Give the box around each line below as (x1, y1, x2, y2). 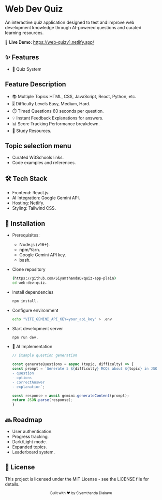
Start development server (12, 325, 63, 331)
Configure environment (12, 307, 59, 313)
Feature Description (5, 80, 66, 88)
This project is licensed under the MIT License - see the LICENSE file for (5, 476, 149, 482)
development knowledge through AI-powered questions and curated (5, 24, 142, 30)
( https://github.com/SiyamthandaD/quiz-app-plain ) (12, 276, 117, 281)
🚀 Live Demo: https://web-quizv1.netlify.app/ (5, 39, 94, 45)
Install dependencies (12, 289, 54, 295)
